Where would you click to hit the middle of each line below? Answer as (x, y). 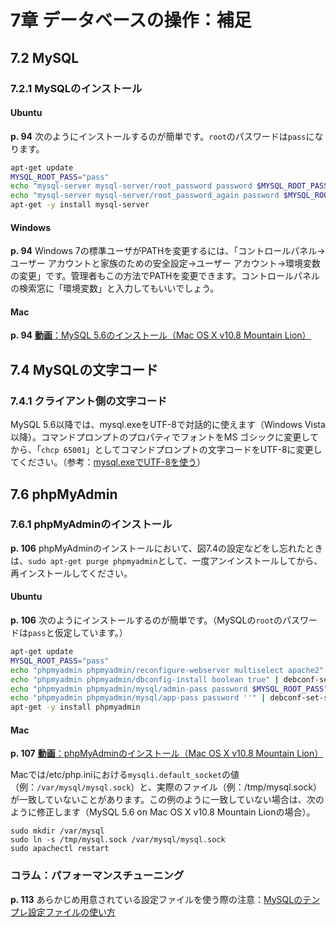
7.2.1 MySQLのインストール (76, 88)
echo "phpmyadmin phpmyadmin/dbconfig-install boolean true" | (145, 679)
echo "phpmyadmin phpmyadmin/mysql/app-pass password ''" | (138, 698)
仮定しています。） (91, 633)
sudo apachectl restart (60, 849)
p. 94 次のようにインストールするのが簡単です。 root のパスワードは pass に (162, 136)
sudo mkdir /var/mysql (57, 831)
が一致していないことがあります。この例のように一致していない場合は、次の (167, 800)
